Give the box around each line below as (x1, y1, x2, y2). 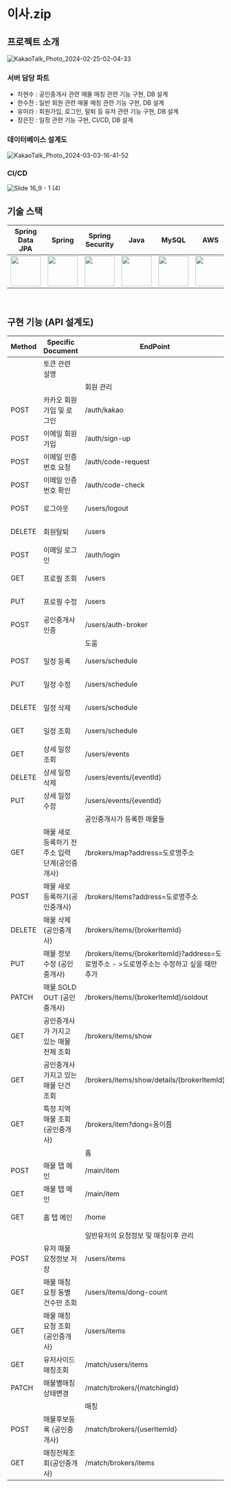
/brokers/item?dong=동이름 (85, 1119, 173, 1129)
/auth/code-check (85, 480, 145, 490)
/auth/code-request (85, 457, 150, 466)
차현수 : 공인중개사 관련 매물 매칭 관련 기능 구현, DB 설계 (16, 90, 168, 99)
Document (43, 346, 78, 355)
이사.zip (7, 6, 52, 22)
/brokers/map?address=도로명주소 (85, 848, 195, 857)
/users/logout (85, 503, 129, 513)
